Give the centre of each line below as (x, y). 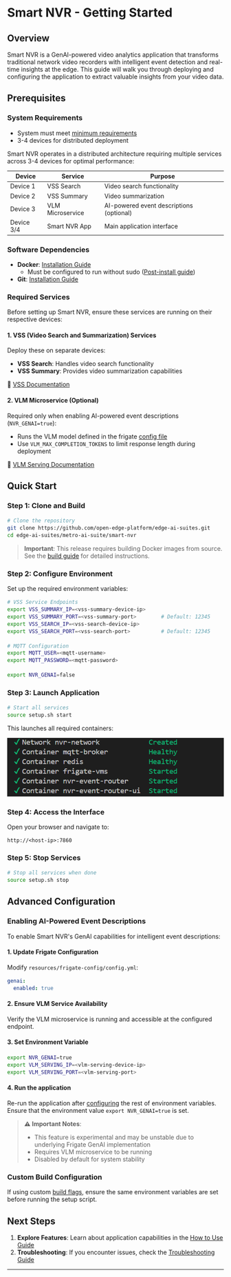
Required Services (38, 296)
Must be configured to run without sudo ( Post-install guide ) (111, 272)
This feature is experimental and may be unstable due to (114, 1137)
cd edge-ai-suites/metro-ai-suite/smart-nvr (72, 536)
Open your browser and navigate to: (58, 827)
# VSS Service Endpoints (43, 602)
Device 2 (23, 196)
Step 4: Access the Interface (56, 812)
